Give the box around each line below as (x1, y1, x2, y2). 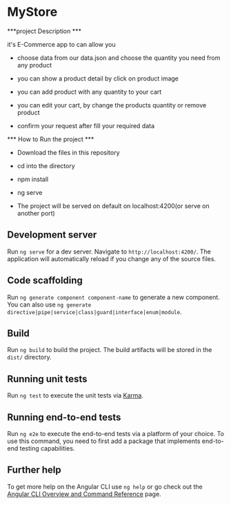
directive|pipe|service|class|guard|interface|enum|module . (7, 307, 182, 316)
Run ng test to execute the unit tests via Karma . (7, 391, 143, 400)
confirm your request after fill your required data (17, 121, 155, 130)
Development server (7, 229, 97, 241)
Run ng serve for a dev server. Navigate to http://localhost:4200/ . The (7, 247, 212, 256)
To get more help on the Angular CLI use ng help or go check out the (7, 482, 203, 491)
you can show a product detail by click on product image (17, 74, 179, 83)
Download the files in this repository (17, 148, 120, 156)
